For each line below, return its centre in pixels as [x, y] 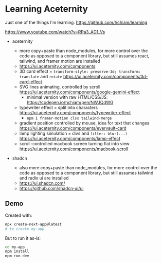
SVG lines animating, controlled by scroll [60, 87]
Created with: [19, 215]
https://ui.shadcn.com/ [42, 183]
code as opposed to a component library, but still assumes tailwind [86, 173]
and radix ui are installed [44, 178]
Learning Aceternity [46, 9]
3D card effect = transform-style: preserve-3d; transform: [80, 71]
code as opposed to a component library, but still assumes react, [84, 56]
